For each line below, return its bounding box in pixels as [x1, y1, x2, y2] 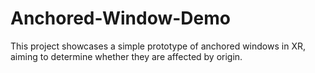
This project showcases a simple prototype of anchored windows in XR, [10, 40, 306, 52]
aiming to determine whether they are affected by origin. [10, 50, 243, 62]
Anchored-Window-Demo [10, 7, 231, 30]
